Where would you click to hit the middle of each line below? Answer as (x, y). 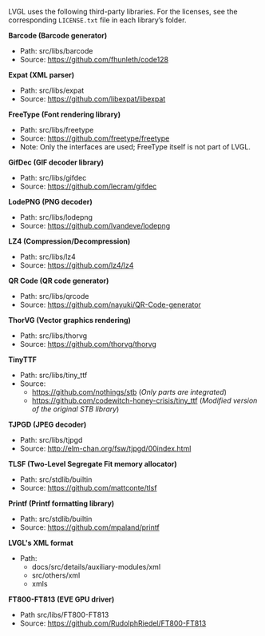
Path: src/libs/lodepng (56, 217)
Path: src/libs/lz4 (47, 256)
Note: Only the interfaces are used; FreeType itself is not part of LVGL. (135, 147)
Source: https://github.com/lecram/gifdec (88, 186)
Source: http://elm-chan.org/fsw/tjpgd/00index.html (105, 448)
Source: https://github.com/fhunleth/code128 (94, 60)
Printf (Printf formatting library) (61, 503)
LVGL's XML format (41, 543)
